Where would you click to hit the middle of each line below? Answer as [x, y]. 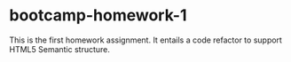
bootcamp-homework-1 [98, 15]
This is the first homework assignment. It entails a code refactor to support [145, 40]
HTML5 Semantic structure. [60, 49]
